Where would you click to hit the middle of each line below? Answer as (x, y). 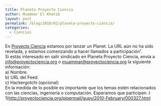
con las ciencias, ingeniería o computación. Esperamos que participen (76, 93)
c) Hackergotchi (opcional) (32, 83)
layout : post (18, 19)
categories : (17, 28)
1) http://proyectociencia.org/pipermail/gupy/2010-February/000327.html (78, 98)
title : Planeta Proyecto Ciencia (39, 10)
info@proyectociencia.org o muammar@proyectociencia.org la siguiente (78, 62)
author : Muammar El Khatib (33, 14)
